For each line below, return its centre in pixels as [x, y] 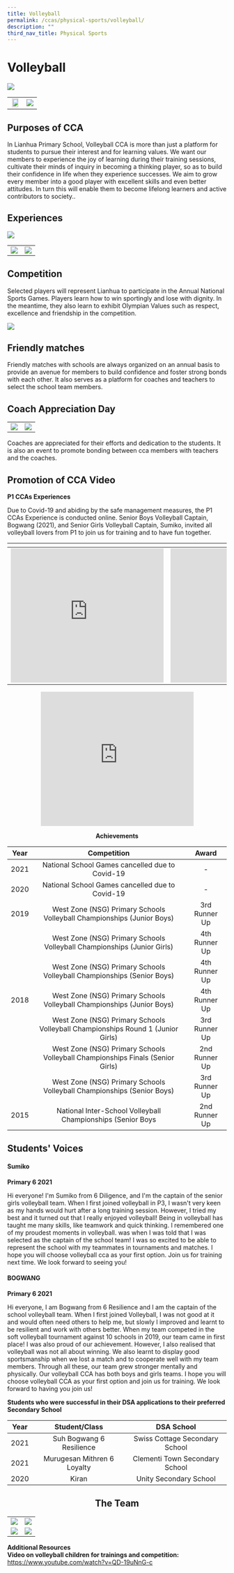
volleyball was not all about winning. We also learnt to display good [103, 1351]
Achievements [117, 836]
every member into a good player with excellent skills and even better [107, 181]
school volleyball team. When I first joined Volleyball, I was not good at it [111, 1314]
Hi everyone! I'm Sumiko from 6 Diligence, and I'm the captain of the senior [115, 1195]
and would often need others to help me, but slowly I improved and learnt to [116, 1322]
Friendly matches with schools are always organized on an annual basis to [114, 365]
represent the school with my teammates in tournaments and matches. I [110, 1247]
